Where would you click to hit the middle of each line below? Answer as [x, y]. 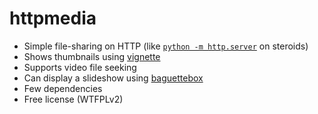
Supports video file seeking [80, 67]
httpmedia [53, 18]
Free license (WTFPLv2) [73, 99]
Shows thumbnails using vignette [92, 56]
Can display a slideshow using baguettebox [113, 78]
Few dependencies [63, 88]
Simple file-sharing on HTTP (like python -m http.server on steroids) [166, 46]
